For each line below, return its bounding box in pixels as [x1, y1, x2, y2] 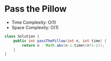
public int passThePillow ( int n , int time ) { [13, 38, 107, 43]
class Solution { [4, 34, 40, 39]
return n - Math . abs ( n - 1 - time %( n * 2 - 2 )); [22, 43, 105, 48]
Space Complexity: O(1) [11, 24, 59, 30]
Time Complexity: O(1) [11, 19, 56, 25]
